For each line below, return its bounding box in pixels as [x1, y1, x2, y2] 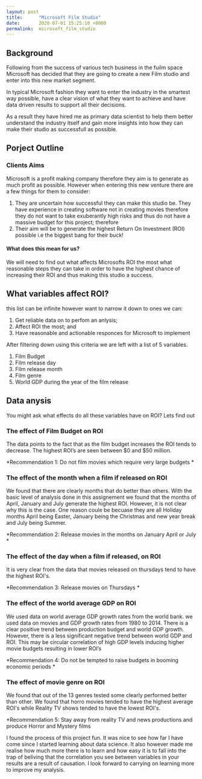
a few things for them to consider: [6, 187, 90, 195]
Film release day [14, 359, 56, 366]
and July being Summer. [6, 519, 67, 527]
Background [6, 48, 53, 58]
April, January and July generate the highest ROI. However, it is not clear [6, 500, 187, 507]
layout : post [6, 8, 39, 15]
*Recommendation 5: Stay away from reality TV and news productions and [6, 716, 193, 724]
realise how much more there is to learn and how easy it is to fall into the [6, 747, 186, 754]
